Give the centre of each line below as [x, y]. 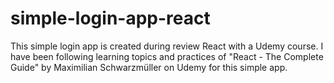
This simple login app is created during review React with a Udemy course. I [167, 46]
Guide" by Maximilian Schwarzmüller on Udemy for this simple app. [149, 67]
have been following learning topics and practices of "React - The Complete [167, 56]
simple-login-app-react [110, 18]
